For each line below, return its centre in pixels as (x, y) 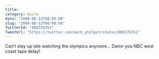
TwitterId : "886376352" (30, 28)
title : (12, 10)
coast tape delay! (23, 51)
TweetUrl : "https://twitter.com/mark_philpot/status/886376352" (73, 32)
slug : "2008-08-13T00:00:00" (35, 23)
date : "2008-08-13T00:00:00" (35, 19)
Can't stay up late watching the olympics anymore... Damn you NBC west (79, 46)
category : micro (22, 14)
